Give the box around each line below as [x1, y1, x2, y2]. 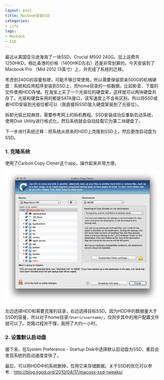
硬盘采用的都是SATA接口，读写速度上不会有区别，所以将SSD [30, 95, 154, 101]
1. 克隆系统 [5, 148, 30, 155]
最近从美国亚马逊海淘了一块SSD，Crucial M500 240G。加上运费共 [5, 54, 140, 60]
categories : [5, 18, 29, 23]
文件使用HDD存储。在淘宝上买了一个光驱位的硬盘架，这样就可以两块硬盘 [5, 89, 152, 95]
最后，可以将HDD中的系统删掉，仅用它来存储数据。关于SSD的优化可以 [5, 363, 148, 369]
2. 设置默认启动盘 [5, 334, 47, 341]
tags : [5, 29, 16, 34]
